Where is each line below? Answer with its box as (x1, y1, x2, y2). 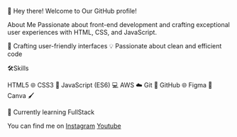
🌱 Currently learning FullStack (7, 108, 94, 116)
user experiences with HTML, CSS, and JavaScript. (7, 28, 158, 36)
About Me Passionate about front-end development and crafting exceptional (7, 21, 231, 28)
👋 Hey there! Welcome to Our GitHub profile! (7, 7, 137, 15)
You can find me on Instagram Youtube (7, 121, 122, 130)
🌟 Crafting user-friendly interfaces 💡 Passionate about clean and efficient (7, 42, 222, 50)
